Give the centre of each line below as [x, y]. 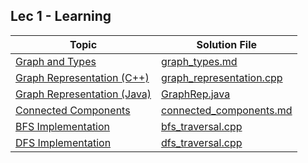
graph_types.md [199, 61]
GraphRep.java [196, 94]
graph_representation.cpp [222, 77]
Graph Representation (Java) [83, 94]
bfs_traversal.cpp [202, 126]
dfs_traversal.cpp [202, 142]
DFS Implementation [63, 142]
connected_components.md [227, 110]
